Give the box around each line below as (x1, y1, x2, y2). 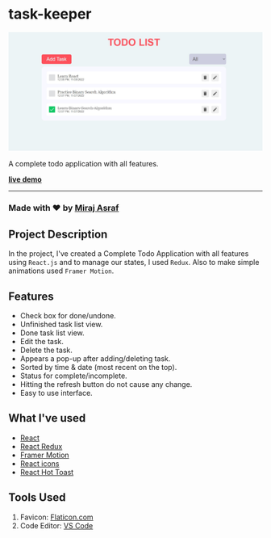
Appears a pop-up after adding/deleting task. (19, 353, 171, 364)
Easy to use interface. (19, 388, 93, 397)
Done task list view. (19, 328, 85, 338)
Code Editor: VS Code (19, 520, 94, 530)
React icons (19, 458, 60, 469)
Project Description (8, 227, 108, 241)
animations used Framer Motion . (8, 266, 115, 275)
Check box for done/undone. (19, 310, 117, 320)
